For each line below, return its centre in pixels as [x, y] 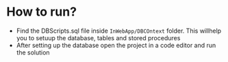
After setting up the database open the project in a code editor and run [116, 45]
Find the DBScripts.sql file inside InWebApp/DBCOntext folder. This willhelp [119, 31]
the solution [33, 52]
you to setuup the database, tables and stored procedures [98, 37]
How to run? [41, 12]
